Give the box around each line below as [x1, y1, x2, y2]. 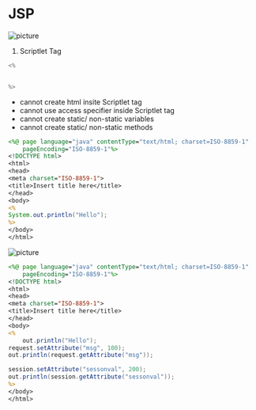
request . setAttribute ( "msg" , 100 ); [8, 344, 126, 352]
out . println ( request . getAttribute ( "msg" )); [8, 351, 154, 359]
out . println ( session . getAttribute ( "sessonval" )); [8, 373, 175, 381]
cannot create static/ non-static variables [19, 114, 154, 123]
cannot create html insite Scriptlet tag [19, 97, 142, 107]
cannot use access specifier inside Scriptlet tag [19, 105, 175, 115]
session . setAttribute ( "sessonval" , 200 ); [8, 366, 147, 374]
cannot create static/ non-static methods [19, 122, 153, 131]
